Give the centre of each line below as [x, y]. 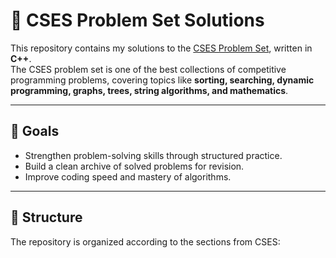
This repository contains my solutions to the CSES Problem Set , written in [161, 48]
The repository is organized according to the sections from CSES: [145, 241]
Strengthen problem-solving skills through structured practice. [153, 155]
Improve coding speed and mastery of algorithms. [128, 176]
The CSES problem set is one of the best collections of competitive [148, 69]
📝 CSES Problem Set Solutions [137, 20]
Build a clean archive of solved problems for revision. [134, 166]
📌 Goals [35, 131]
